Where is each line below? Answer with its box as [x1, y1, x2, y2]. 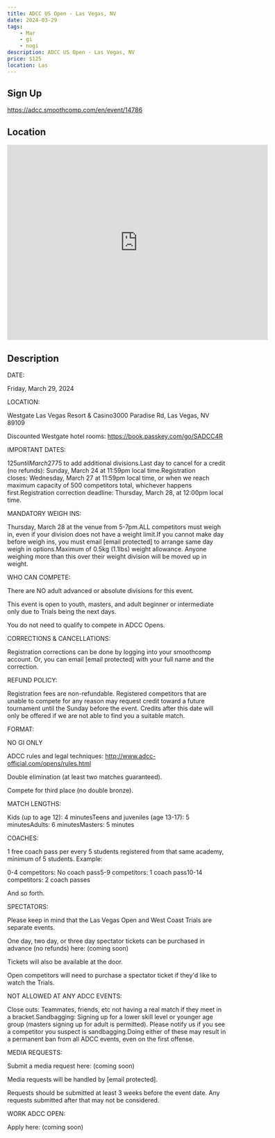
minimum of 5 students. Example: [7, 855, 103, 863]
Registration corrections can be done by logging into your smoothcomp [7, 648, 212, 656]
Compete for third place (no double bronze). [7, 786, 134, 795]
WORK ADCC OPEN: [7, 1110, 66, 1118]
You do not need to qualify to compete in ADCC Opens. [7, 621, 165, 629]
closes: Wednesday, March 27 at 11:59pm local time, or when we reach [7, 474, 210, 483]
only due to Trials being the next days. [7, 608, 117, 616]
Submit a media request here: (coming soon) [7, 1062, 135, 1070]
